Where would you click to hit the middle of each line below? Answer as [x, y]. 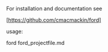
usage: [15, 31]
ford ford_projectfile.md [35, 43]
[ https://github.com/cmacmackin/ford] [54, 20]
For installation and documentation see [54, 9]
